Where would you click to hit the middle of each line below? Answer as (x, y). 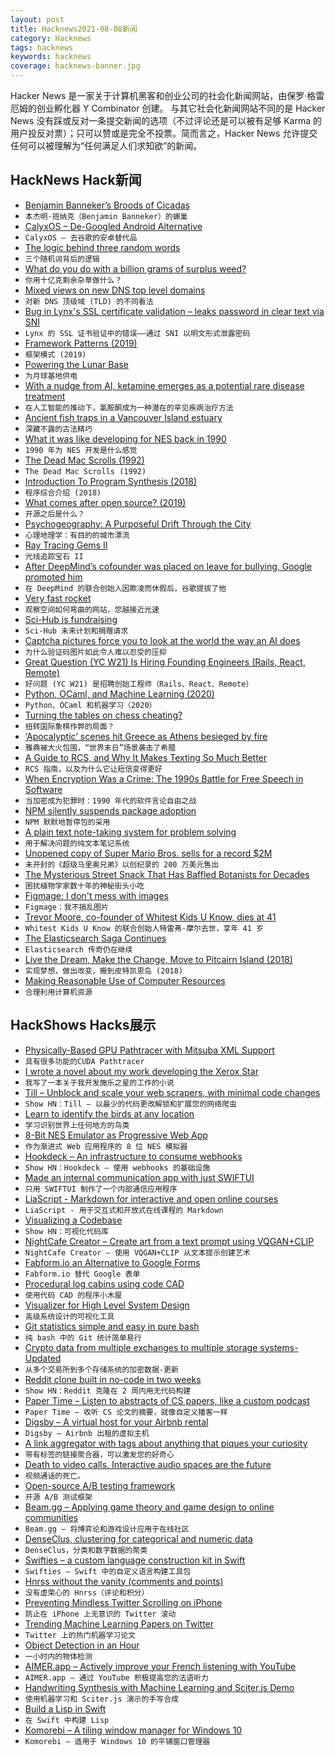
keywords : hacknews (51, 57)
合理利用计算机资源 (58, 992)
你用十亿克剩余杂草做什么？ (73, 280)
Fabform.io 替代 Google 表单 (82, 1274)
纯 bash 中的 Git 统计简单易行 (83, 1337)
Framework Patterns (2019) (81, 343)
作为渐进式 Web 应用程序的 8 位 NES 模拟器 (106, 1146)
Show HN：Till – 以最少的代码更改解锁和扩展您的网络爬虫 (130, 1104)
